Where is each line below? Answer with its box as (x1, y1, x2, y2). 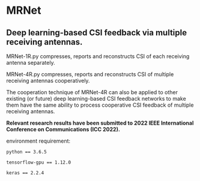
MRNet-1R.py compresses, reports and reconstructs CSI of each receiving (6, 53, 190, 60)
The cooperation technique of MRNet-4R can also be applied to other (6, 89, 178, 96)
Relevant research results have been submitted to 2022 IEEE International (6, 119, 194, 126)
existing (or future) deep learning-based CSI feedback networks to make (6, 95, 186, 102)
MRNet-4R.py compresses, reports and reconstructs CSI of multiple (6, 71, 174, 78)
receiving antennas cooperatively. (6, 77, 90, 84)
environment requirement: (6, 137, 71, 144)
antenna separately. (6, 59, 55, 66)
